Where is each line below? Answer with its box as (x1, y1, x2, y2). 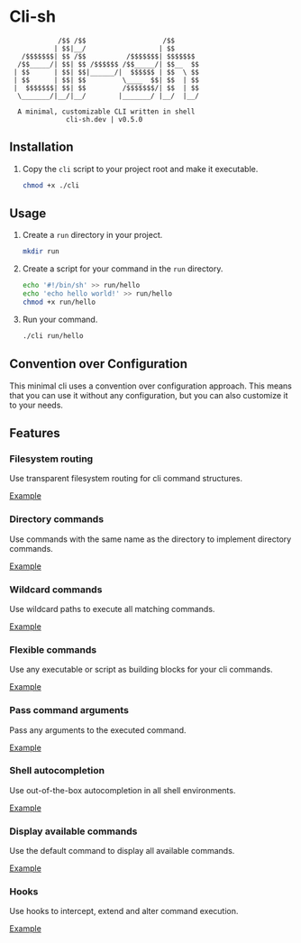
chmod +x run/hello (22, 298, 96, 307)
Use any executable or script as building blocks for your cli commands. (9, 664, 273, 675)
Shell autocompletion (9, 764, 105, 777)
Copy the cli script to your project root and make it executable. (22, 163, 259, 174)
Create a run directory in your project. (22, 230, 163, 241)
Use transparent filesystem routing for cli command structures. (9, 473, 243, 484)
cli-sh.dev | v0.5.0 (66, 114, 143, 124)
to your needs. (9, 399, 63, 410)
